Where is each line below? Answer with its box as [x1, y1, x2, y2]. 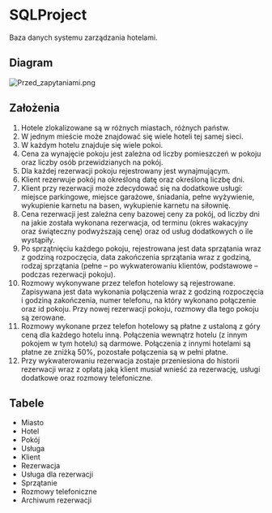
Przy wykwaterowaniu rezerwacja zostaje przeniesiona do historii [20, 356, 240, 365]
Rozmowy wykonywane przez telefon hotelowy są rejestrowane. [20, 278, 236, 287]
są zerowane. [20, 313, 66, 322]
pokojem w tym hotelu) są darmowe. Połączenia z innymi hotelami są [20, 338, 252, 348]
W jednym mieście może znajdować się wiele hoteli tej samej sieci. [20, 131, 244, 141]
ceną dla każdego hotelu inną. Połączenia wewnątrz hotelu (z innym [20, 330, 248, 339]
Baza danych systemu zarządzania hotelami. [9, 32, 158, 42]
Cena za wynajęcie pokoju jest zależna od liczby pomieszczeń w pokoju [20, 149, 261, 158]
